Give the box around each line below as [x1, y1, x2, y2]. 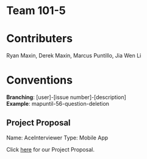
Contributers [6, 32, 73, 46]
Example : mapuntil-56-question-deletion [6, 100, 110, 108]
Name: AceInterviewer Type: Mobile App [6, 134, 109, 141]
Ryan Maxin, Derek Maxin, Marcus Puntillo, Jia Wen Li [6, 52, 142, 59]
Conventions [6, 73, 73, 87]
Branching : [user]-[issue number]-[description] [6, 94, 126, 101]
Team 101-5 [6, 4, 66, 18]
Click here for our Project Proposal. [6, 146, 95, 153]
